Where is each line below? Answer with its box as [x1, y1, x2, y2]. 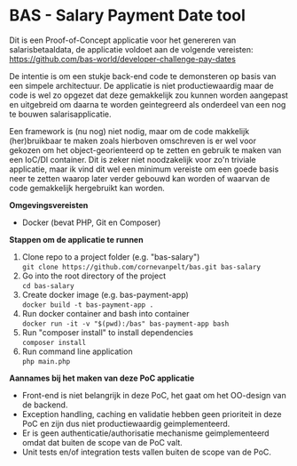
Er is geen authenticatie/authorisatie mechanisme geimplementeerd [21, 428, 270, 438]
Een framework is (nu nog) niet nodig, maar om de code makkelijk [9, 125, 250, 136]
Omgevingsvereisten [9, 199, 89, 210]
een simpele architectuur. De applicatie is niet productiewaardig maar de [9, 80, 274, 91]
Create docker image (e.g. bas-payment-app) [21, 289, 189, 300]
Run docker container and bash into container [21, 308, 190, 318]
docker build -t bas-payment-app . [21, 300, 154, 309]
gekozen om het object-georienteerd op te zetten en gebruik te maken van [9, 144, 282, 156]
